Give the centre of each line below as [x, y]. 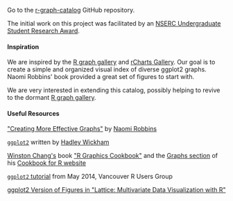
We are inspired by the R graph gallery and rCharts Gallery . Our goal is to [111, 62]
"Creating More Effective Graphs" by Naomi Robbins [82, 129]
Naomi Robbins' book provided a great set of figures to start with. [101, 77]
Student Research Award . [43, 31]
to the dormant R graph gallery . [52, 98]
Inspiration [23, 46]
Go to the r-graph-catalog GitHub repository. [71, 10]
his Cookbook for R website [47, 163]
